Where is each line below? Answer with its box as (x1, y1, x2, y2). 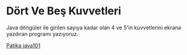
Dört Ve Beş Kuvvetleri (6, 4, 122, 18)
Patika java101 (6, 42, 41, 49)
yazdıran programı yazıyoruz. (6, 30, 79, 37)
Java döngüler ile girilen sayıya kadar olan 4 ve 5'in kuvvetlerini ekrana (6, 24, 182, 31)
